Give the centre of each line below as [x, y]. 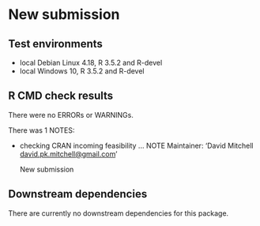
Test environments [55, 44]
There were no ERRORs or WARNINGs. [71, 115]
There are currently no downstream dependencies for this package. [119, 213]
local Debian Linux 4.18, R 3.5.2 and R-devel [91, 62]
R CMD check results [61, 96]
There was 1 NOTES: [41, 130]
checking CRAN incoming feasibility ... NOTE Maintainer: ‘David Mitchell [136, 145]
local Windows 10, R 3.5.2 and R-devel [82, 71]
